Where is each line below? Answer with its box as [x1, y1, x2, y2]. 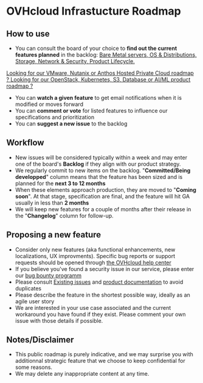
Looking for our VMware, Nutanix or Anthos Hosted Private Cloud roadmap [6, 69, 194, 77]
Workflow [6, 138, 44, 148]
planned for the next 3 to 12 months [15, 180, 106, 187]
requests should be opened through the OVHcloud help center [15, 259, 172, 266]
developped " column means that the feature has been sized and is [15, 173, 183, 180]
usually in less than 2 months [15, 199, 89, 206]
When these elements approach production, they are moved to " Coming [15, 186, 196, 193]
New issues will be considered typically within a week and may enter [15, 153, 187, 161]
